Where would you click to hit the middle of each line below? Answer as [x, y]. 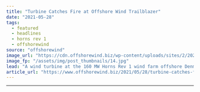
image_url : [20, 55]
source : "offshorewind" [36, 50]
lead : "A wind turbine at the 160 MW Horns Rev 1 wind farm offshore [94, 66]
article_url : [22, 72]
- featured [25, 28]
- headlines [26, 34]
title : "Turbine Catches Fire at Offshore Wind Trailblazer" [84, 11]
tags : [13, 22]
